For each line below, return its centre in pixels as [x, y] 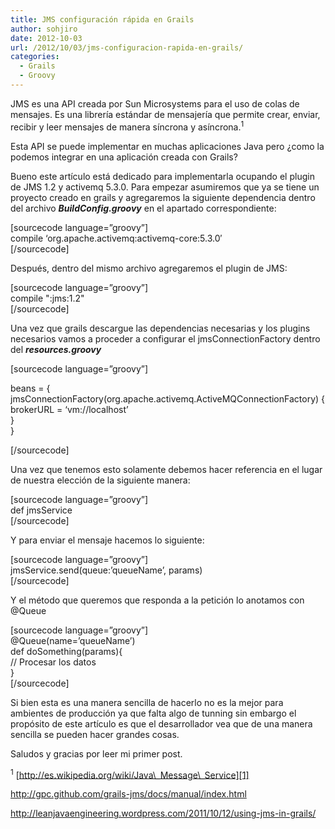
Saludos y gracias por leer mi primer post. [96, 753]
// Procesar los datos [53, 662]
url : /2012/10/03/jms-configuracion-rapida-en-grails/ [127, 47]
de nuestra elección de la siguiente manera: [100, 480]
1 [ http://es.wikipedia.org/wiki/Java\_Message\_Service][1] [130, 774]
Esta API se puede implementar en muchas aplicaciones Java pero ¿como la [167, 146]
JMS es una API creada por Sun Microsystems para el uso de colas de [155, 103]
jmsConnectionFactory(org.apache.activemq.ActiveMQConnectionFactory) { [168, 398]
